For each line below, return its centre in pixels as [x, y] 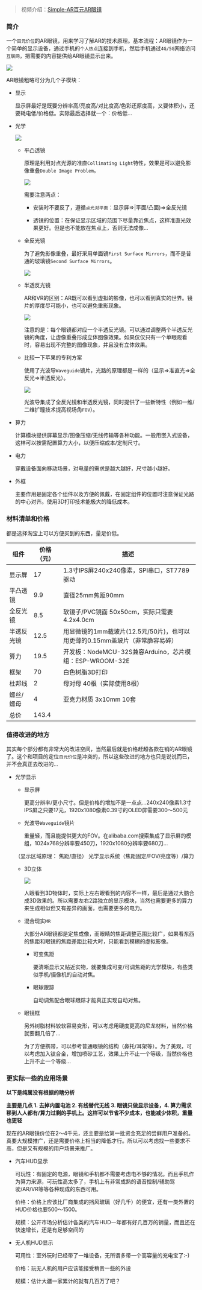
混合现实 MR [37, 921]
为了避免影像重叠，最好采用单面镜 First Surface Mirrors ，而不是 [105, 253]
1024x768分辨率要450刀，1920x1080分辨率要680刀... [101, 843]
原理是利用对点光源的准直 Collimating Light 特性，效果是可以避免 [105, 163]
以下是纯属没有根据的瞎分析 [41, 1093]
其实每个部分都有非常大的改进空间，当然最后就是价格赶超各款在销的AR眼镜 [99, 749]
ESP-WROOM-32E [103, 661]
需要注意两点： [42, 195]
